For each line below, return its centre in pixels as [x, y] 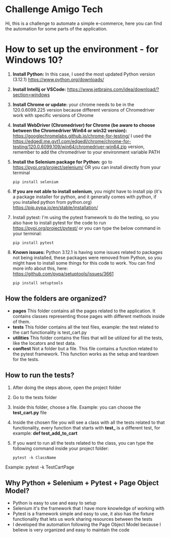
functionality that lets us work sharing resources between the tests [82, 519]
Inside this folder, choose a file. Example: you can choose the [77, 407]
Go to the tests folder [35, 397]
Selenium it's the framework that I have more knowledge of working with [89, 509]
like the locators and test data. [44, 343]
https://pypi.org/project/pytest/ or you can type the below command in [87, 228]
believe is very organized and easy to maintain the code [71, 530]
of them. [21, 321]
